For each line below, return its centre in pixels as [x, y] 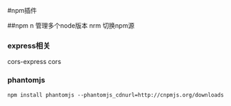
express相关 [29, 46]
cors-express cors [34, 62]
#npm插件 [22, 10]
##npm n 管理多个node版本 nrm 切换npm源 [71, 26]
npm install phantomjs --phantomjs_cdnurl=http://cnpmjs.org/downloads [116, 95]
